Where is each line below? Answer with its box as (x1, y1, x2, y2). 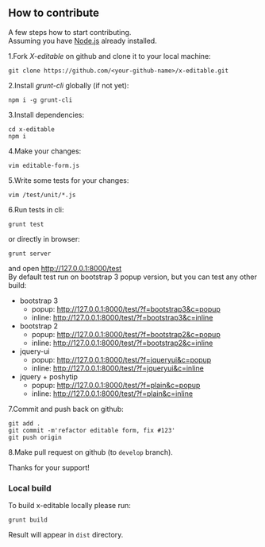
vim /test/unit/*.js (8, 191, 77, 199)
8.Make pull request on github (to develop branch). (8, 447, 173, 456)
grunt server (8, 250, 52, 258)
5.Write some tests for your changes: (8, 175, 129, 185)
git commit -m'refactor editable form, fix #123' (8, 426, 176, 434)
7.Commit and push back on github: (8, 404, 125, 413)
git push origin (8, 433, 62, 441)
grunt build (8, 516, 48, 524)
